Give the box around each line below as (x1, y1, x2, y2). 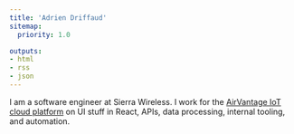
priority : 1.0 (17, 30, 71, 39)
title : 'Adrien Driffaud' (9, 13, 107, 23)
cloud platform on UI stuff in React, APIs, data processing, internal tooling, (9, 106, 286, 117)
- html (9, 55, 34, 64)
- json (9, 72, 34, 81)
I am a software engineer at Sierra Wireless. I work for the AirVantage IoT (9, 96, 282, 107)
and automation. (9, 115, 71, 127)
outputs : (9, 46, 43, 55)
